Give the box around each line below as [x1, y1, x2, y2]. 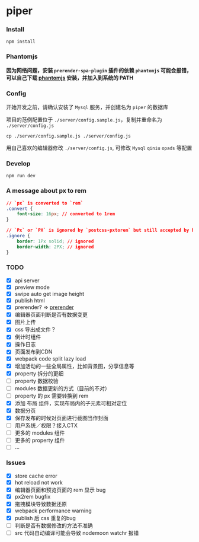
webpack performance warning [14, 507, 92, 514]
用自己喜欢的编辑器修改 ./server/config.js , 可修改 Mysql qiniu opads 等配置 [6, 144, 192, 152]
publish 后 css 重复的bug [14, 515, 76, 522]
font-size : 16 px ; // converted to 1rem [17, 211, 115, 217]
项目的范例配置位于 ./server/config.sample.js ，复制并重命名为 [6, 116, 162, 123]
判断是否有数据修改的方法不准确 [14, 522, 93, 529]
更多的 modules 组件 [14, 429, 65, 436]
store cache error [14, 472, 57, 479]
